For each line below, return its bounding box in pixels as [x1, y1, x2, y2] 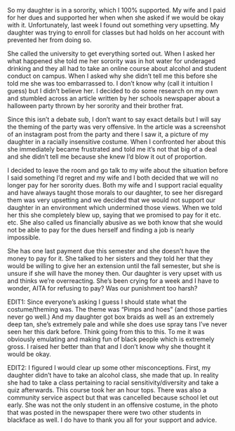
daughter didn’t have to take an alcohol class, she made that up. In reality [7, 371, 219, 379]
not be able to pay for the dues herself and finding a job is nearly [7, 226, 195, 234]
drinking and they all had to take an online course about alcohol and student [7, 65, 227, 72]
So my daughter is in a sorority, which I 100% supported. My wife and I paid [7, 6, 226, 14]
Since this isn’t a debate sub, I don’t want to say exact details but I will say [7, 115, 221, 124]
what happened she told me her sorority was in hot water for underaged [7, 57, 216, 65]
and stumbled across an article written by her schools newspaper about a [7, 94, 220, 102]
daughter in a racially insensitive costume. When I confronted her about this [7, 138, 227, 146]
